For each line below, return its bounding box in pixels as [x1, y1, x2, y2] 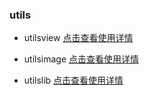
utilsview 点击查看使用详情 [23, 32, 134, 44]
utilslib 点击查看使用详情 [23, 74, 124, 87]
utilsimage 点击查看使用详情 [23, 53, 140, 65]
